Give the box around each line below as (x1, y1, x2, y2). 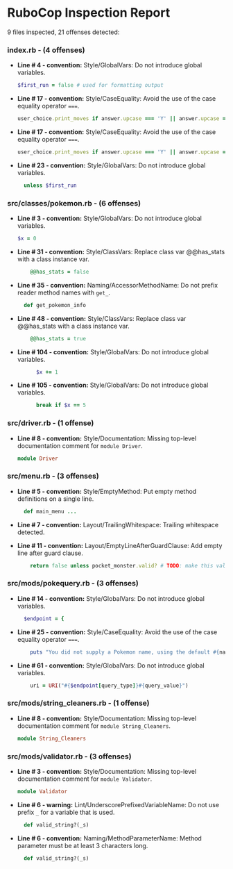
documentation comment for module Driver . (17, 441, 144, 449)
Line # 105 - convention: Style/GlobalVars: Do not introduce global (17, 381, 209, 390)
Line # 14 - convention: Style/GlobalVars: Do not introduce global (17, 594, 205, 602)
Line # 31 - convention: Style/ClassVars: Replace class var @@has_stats (17, 247, 225, 256)
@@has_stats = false (30, 268, 89, 275)
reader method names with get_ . (17, 288, 111, 297)
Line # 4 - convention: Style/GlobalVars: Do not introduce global (17, 61, 202, 69)
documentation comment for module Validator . (17, 775, 153, 783)
